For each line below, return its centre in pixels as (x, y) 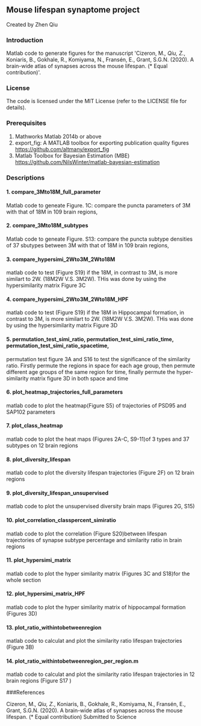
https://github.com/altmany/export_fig (62, 149)
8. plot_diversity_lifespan (39, 459)
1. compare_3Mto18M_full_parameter (54, 192)
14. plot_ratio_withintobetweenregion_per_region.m (73, 661)
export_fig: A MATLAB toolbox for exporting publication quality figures (102, 143)
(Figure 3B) (20, 647)
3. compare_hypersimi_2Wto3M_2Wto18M (61, 259)
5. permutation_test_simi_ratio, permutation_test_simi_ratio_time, (90, 339)
